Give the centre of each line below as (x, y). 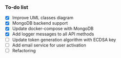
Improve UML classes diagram (43, 18)
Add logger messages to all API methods (53, 34)
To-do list (17, 7)
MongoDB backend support (40, 23)
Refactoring (24, 50)
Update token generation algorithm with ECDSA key (64, 40)
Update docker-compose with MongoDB (53, 29)
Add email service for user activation (49, 45)
